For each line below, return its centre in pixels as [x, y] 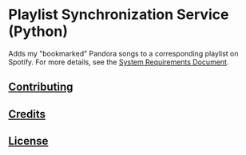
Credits [27, 114]
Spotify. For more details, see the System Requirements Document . [119, 62]
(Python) [38, 31]
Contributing [41, 87]
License [28, 141]
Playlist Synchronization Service [119, 15]
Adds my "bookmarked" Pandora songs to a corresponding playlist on [123, 53]
